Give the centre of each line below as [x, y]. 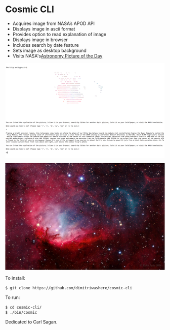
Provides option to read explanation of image [59, 34]
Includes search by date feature [46, 45]
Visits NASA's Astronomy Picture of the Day [57, 56]
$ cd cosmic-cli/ [24, 307]
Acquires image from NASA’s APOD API [54, 23]
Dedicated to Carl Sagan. [31, 322]
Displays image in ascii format [44, 28]
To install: [15, 278]
